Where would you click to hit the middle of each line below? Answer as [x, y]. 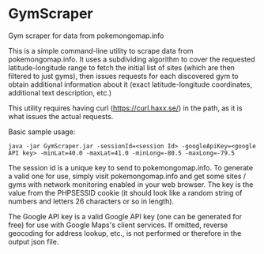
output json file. [34, 241]
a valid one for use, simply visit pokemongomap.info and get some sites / [127, 176]
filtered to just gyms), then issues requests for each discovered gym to [123, 76]
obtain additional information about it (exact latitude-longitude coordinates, [130, 84]
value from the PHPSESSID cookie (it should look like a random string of [125, 192]
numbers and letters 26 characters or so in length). [91, 201]
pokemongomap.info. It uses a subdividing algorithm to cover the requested [132, 59]
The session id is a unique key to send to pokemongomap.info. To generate [131, 167]
